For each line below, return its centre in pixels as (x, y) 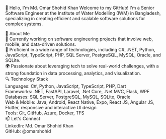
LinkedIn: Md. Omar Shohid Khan (39, 126)
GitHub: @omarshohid (28, 131)
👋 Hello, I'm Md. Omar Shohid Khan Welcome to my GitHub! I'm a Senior (80, 8)
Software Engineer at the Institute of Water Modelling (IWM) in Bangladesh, (83, 13)
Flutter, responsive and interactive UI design (51, 108)
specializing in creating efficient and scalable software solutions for (75, 18)
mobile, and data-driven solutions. (41, 44)
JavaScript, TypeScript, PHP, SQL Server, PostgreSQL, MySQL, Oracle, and (83, 55)
